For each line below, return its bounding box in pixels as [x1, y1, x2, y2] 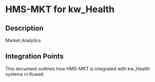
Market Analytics [5, 37, 41, 43]
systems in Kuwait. [5, 71, 45, 77]
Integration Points [5, 52, 64, 61]
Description [5, 24, 44, 33]
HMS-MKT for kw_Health [5, 4, 114, 15]
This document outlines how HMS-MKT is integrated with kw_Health [5, 65, 150, 72]
